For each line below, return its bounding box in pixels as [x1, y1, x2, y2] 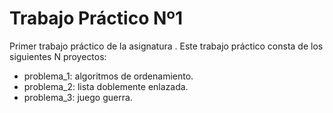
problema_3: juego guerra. [23, 91, 133, 103]
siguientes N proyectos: [9, 50, 107, 62]
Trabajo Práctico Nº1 [9, 7, 184, 30]
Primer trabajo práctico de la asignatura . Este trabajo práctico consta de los [9, 40, 324, 52]
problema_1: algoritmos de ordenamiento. [23, 70, 194, 82]
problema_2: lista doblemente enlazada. [23, 80, 189, 92]
